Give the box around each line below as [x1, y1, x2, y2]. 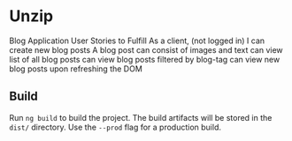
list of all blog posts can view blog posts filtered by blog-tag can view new [9, 54, 280, 64]
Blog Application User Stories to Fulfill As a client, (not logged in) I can [9, 35, 265, 46]
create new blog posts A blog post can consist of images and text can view [9, 44, 283, 55]
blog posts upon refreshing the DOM [9, 63, 143, 74]
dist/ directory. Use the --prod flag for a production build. [9, 122, 221, 132]
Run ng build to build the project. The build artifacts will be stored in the [9, 112, 273, 122]
